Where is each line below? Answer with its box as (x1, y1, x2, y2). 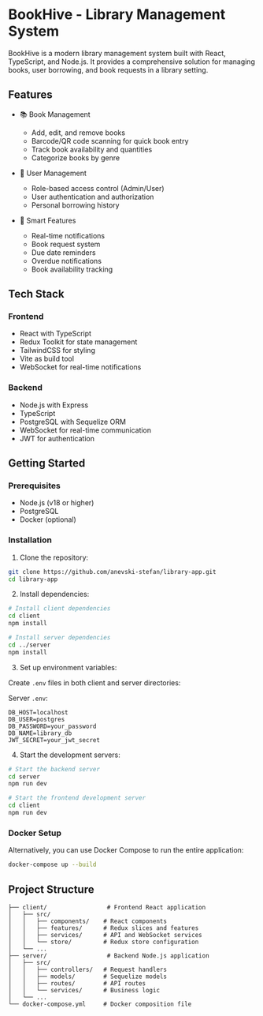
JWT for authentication (19, 433, 94, 443)
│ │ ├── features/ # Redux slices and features (8, 924, 199, 932)
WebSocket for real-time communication (19, 425, 152, 435)
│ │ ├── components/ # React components (8, 917, 168, 925)
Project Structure (8, 883, 94, 896)
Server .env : (8, 693, 49, 703)
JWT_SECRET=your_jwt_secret (8, 736, 101, 744)
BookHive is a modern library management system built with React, (8, 48, 226, 58)
